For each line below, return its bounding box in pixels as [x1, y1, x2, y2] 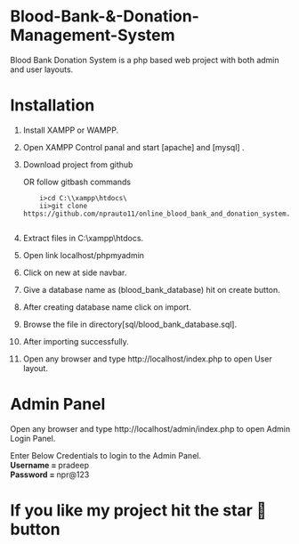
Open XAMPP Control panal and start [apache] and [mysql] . [22, 142, 245, 152]
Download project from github [22, 158, 133, 170]
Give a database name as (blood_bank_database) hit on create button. [22, 284, 281, 295]
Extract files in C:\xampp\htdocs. [22, 232, 144, 243]
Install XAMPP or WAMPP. [22, 125, 119, 135]
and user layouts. [10, 64, 74, 75]
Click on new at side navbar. [22, 267, 127, 278]
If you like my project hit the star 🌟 [10, 500, 267, 520]
